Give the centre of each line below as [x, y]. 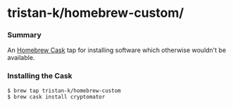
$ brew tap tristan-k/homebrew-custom [64, 90]
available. [21, 58]
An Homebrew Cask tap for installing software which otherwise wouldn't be [117, 50]
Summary [25, 35]
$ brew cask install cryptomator [56, 96]
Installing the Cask [40, 76]
